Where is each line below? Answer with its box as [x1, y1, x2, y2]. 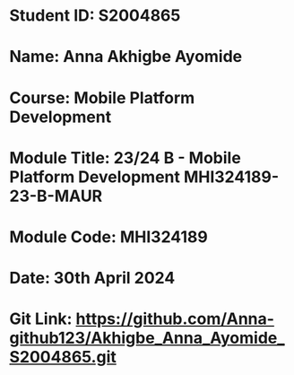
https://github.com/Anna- [75, 309, 275, 329]
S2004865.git [9, 347, 117, 368]
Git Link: [9, 309, 73, 329]
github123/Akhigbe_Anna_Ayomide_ [9, 328, 285, 348]
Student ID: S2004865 [9, 5, 181, 26]
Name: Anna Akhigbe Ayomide [9, 47, 243, 67]
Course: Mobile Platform [9, 87, 195, 108]
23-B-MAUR [9, 186, 103, 206]
